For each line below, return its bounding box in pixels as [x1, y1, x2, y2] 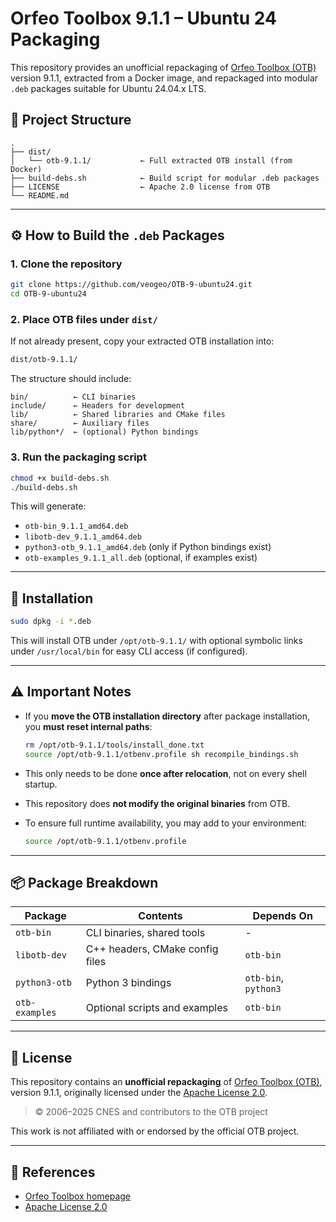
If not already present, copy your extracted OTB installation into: [10, 335, 275, 347]
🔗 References [10, 1163, 96, 1181]
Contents [138, 909, 183, 923]
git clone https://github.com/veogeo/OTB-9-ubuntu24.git [10, 280, 253, 290]
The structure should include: [10, 373, 132, 385]
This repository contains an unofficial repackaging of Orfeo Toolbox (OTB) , [10, 1076, 323, 1088]
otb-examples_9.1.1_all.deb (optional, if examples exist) [24, 552, 258, 564]
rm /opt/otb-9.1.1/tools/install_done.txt [24, 740, 205, 750]
